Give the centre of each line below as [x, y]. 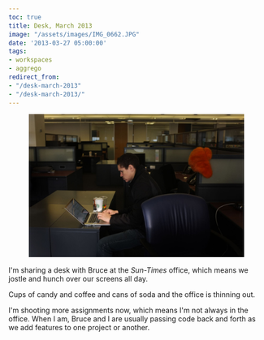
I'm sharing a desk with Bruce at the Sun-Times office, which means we [129, 270]
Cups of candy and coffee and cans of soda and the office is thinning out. [132, 294]
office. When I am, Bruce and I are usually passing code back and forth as [132, 318]
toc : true [25, 17]
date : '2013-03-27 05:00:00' [58, 43]
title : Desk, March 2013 [50, 26]
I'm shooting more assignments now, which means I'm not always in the [129, 310]
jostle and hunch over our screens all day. [78, 278]
